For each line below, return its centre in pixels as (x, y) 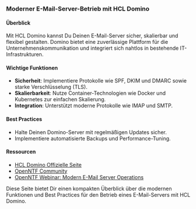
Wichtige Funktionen (32, 68)
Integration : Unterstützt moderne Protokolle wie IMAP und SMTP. (94, 106)
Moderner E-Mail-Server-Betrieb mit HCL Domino (78, 9)
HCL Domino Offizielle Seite (48, 165)
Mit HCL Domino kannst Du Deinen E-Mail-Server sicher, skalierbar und (92, 36)
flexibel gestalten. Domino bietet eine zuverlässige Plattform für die (87, 42)
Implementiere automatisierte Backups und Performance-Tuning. (92, 138)
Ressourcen (21, 152)
